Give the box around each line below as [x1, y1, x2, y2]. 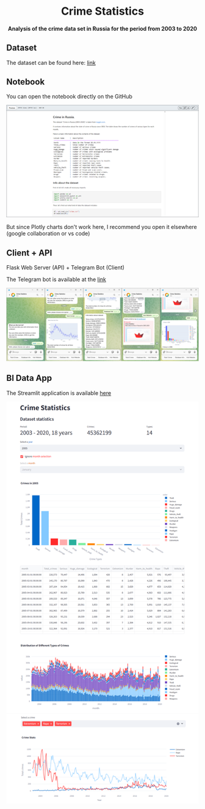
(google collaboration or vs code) [6, 230, 90, 237]
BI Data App [6, 373, 52, 383]
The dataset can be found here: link [6, 59, 96, 66]
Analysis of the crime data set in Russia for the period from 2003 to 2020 [8, 24, 197, 32]
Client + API [6, 247, 52, 258]
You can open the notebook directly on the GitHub [6, 93, 133, 100]
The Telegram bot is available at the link [6, 276, 107, 283]
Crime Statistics [60, 4, 145, 18]
